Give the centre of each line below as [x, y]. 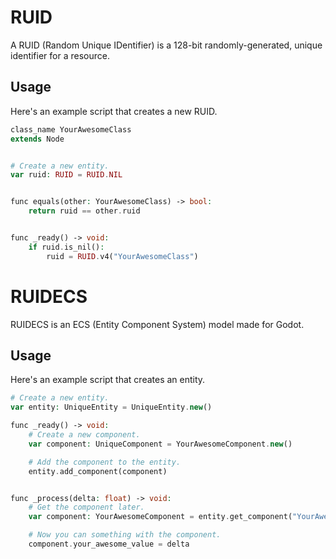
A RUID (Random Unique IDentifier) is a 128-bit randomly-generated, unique [166, 45]
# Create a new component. [84, 435]
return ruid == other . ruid [84, 211]
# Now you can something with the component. [125, 535]
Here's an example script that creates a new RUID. [114, 111]
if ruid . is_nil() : [66, 247]
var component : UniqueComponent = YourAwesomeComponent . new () [160, 444]
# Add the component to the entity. [105, 462]
